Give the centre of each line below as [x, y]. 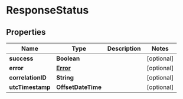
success [21, 58]
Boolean [68, 58]
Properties [26, 32]
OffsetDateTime [79, 87]
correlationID [28, 77]
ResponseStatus [48, 10]
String [65, 77]
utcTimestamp [30, 87]
